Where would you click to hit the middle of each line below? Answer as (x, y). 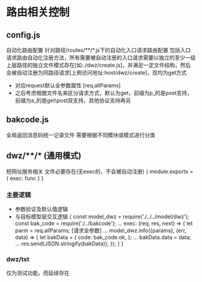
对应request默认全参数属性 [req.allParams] (68, 85)
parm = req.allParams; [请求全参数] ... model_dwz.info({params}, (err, (100, 230)
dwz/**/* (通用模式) (44, 156)
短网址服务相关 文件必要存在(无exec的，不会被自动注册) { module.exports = (100, 171)
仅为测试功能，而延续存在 (38, 273)
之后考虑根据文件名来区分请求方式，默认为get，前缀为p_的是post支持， (104, 93)
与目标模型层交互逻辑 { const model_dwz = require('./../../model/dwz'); (102, 216)
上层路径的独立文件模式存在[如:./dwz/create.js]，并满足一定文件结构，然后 (99, 65)
